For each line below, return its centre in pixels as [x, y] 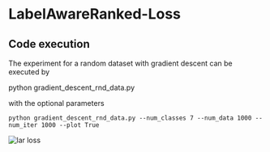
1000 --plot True [70, 125]
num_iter [23, 125]
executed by [29, 72]
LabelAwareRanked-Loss [94, 14]
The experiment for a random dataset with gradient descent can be [120, 63]
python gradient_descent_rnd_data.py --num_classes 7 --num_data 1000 [130, 118]
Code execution [49, 44]
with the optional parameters [56, 103]
